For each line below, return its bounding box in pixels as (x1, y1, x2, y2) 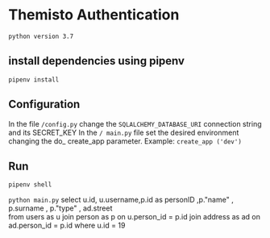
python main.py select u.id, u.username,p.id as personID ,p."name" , (8, 195, 234, 205)
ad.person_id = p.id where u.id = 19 (8, 220, 126, 231)
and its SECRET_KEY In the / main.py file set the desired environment (8, 127, 239, 137)
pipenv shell (8, 181, 52, 189)
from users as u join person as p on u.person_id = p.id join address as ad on (8, 212, 260, 222)
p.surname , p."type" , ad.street (8, 203, 113, 213)
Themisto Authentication (8, 6, 180, 24)
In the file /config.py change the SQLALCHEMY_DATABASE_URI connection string (8, 119, 262, 128)
